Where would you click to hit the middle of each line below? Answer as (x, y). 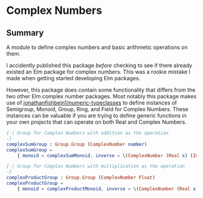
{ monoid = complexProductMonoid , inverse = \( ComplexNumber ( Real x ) (108, 189)
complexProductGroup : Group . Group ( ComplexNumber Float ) (81, 178)
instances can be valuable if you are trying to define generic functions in (97, 116)
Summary (25, 33)
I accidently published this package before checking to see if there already (99, 65)
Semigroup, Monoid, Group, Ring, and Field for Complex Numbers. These (97, 109)
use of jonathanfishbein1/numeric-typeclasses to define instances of (92, 103)
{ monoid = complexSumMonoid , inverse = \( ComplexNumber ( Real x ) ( (105, 155)
